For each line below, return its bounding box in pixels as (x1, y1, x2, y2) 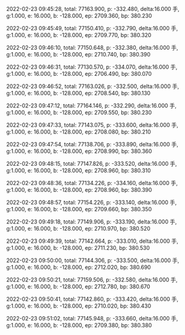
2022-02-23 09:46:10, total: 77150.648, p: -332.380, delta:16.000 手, (6, 44, 178, 51)
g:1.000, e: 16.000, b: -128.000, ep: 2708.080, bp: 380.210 (6, 128, 152, 135)
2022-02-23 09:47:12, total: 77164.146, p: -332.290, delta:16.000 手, (6, 102, 177, 109)
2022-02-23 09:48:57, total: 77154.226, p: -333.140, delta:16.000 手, (6, 199, 177, 206)
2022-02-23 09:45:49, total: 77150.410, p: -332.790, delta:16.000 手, (6, 25, 178, 32)
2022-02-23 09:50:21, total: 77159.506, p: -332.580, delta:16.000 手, (6, 276, 178, 283)
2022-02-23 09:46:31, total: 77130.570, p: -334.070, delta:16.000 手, (6, 63, 178, 70)
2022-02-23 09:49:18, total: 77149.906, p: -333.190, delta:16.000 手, (6, 218, 177, 225)
